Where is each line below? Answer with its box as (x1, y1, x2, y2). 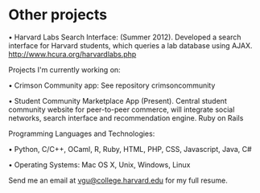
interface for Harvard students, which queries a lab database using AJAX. (8, 40, 253, 50)
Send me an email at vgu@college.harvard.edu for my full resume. (8, 175, 228, 185)
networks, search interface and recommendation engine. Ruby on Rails (8, 113, 244, 122)
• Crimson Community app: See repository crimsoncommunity (8, 80, 216, 90)
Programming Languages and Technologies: (8, 129, 155, 138)
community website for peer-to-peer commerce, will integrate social (8, 105, 235, 114)
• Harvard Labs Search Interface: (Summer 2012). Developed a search (8, 32, 241, 42)
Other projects (8, 6, 108, 24)
